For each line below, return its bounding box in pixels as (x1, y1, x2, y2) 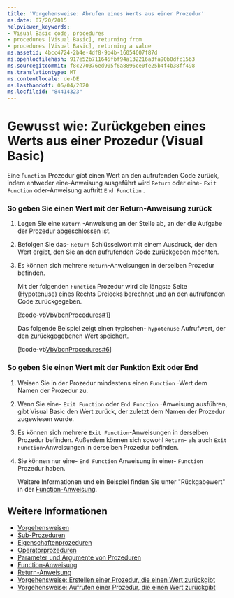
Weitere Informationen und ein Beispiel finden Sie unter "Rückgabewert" (17, 477, 226, 486)
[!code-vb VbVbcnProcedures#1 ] (17, 311, 110, 319)
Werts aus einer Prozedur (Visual (7, 134, 203, 149)
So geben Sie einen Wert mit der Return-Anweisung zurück (7, 204, 212, 213)
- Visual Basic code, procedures (7, 29, 105, 37)
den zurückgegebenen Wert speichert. (17, 332, 129, 340)
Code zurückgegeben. (17, 297, 82, 306)
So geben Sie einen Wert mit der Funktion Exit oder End (7, 363, 198, 373)
